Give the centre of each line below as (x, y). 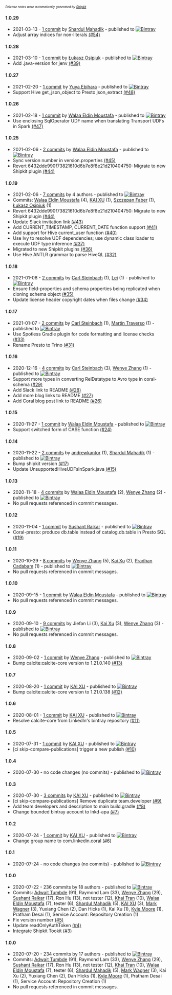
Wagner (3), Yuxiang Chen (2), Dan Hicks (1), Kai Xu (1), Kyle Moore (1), (88, 909)
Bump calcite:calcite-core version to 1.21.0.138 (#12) (68, 691)
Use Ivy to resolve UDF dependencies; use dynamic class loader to (83, 238)
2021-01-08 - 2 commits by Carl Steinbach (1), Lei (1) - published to (84, 278)
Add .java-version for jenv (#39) (47, 63)
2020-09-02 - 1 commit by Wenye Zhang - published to (71, 658)
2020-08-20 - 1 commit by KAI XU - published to (64, 686)
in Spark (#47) (28, 126)
